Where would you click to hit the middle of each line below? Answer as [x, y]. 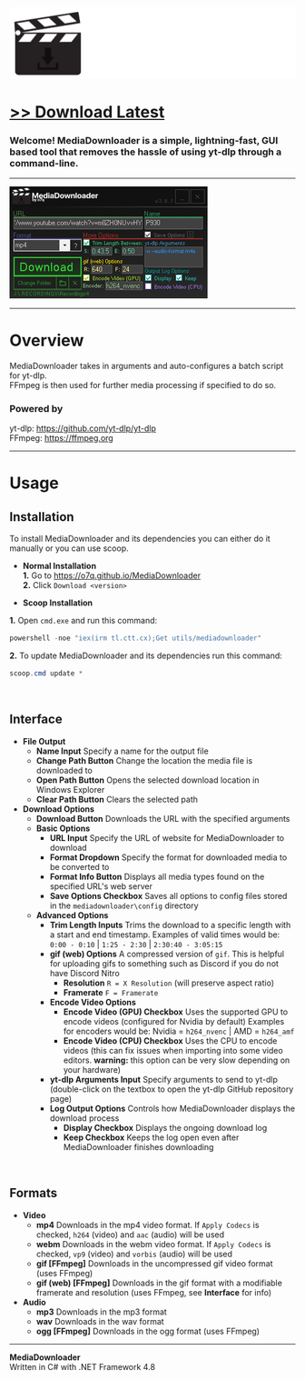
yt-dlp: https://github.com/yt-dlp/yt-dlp [83, 428]
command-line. [44, 163]
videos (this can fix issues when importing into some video [173, 1050]
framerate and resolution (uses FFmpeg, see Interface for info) [154, 1292]
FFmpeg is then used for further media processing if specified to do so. [143, 385]
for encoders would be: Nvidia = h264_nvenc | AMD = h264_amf [179, 1031]
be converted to [79, 866]
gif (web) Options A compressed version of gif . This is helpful [167, 954]
